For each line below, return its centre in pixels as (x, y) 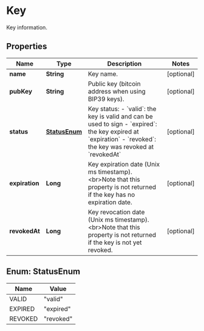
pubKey (21, 91)
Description (124, 63)
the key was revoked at (121, 146)
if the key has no (111, 194)
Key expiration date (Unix (124, 164)
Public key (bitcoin (114, 84)
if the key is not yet (115, 242)
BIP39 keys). (106, 99)
